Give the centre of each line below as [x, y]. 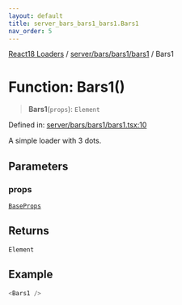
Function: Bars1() [67, 87]
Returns [29, 231]
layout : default [36, 16]
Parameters [38, 166]
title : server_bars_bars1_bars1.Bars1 [74, 24]
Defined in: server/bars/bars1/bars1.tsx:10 [78, 125]
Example [31, 275]
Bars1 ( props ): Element [64, 110]
